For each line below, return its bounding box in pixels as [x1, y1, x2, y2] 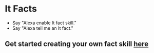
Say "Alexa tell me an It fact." [12, 25, 74, 31]
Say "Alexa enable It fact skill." [12, 20, 76, 26]
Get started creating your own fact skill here [5, 40, 149, 48]
